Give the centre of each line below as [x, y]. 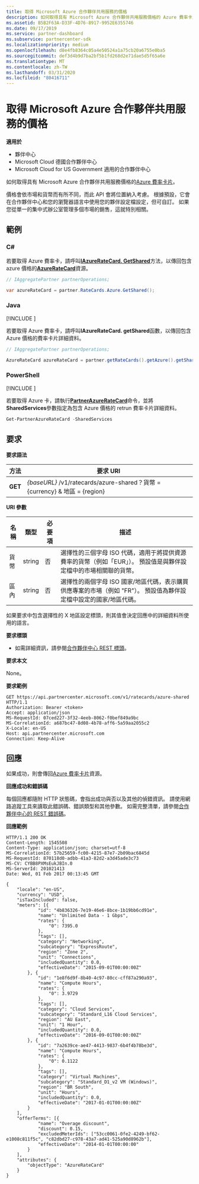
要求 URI [108, 471]
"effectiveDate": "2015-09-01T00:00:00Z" [90, 968]
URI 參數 [16, 507]
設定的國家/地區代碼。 [109, 599]
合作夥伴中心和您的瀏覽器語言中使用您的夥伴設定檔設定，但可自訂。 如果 [100, 202]
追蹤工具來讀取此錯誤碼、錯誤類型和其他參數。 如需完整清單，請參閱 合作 [100, 807]
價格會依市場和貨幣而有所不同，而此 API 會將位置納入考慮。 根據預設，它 [96, 194]
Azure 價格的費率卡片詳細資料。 [45, 338]
